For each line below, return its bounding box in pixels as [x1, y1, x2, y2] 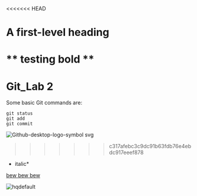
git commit [6, 121, 33, 127]
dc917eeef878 [109, 149, 144, 156]
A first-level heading [6, 26, 109, 39]
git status [6, 110, 33, 117]
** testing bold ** [6, 53, 95, 66]
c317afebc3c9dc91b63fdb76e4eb [109, 143, 191, 150]
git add [6, 116, 25, 122]
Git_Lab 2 [6, 80, 54, 93]
